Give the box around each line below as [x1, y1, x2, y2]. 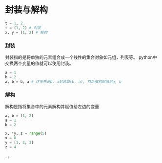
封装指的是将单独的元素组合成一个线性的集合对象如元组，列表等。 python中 [5, 54, 157, 60]
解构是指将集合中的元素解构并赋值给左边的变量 [5, 103, 99, 109]
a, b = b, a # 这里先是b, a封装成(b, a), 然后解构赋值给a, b [5, 79, 122, 84]
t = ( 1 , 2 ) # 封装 [5, 25, 41, 30]
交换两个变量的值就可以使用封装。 [5, 60, 74, 66]
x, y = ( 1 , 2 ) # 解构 [5, 30, 48, 35]
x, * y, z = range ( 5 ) [5, 131, 47, 136]
